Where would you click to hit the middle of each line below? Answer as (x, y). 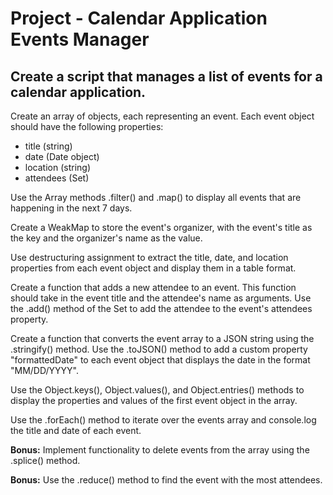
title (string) (48, 146)
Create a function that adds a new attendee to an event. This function (153, 287)
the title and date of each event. (76, 430)
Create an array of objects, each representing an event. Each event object (162, 116)
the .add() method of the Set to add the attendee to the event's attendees (161, 308)
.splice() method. (45, 460)
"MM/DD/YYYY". (44, 370)
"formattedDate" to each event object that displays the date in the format (160, 360)
